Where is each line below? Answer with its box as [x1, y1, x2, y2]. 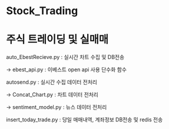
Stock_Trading [6, 4, 78, 18]
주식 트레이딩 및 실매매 [6, 33, 109, 47]
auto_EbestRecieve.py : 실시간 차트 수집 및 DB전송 [6, 54, 125, 61]
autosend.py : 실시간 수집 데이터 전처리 [6, 78, 97, 86]
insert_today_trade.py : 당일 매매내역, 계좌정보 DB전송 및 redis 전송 [6, 116, 163, 123]
